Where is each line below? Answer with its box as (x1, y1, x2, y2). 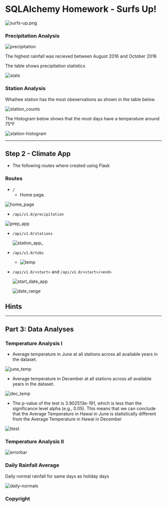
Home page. (19, 191, 46, 197)
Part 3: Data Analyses (5, 325, 74, 334)
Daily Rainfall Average (5, 462, 60, 469)
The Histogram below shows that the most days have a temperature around (5, 115, 160, 121)
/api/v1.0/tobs (12, 250, 44, 255)
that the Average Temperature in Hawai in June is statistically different (12, 411, 157, 417)
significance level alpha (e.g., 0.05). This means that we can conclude (12, 406, 156, 412)
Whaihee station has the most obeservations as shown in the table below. (5, 96, 156, 102)
